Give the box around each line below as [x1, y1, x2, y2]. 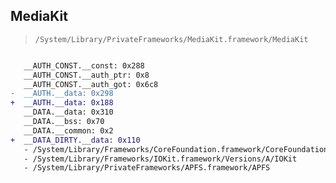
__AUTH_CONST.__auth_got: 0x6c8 [23, 79, 159, 89]
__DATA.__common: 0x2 [23, 125, 114, 136]
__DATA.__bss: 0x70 [23, 117, 105, 127]
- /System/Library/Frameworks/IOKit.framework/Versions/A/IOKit [23, 154, 298, 164]
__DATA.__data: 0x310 [23, 107, 114, 118]
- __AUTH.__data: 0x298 [10, 89, 114, 99]
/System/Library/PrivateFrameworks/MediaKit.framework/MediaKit [34, 34, 309, 44]
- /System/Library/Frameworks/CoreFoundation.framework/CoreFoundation [23, 144, 329, 154]
